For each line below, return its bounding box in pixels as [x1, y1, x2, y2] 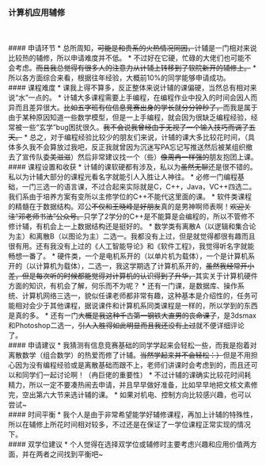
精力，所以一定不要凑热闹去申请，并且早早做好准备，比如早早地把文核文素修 [8, 380, 258, 390]
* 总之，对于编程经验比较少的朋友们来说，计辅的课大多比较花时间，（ [23, 132, 248, 142]
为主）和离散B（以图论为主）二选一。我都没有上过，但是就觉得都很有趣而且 [8, 231, 256, 241]
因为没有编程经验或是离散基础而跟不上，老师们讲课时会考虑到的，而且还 [14, 361, 251, 370]
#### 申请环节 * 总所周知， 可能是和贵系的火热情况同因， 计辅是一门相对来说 [8, 44, 257, 53]
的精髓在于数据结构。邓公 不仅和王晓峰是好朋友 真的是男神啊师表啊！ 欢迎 [8, 202, 244, 212]
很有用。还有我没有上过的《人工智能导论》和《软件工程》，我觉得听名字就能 [8, 242, 255, 251]
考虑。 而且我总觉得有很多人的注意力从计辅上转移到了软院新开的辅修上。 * [14, 63, 256, 73]
